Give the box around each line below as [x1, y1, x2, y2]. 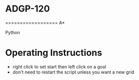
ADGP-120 [5, 3, 50, 15]
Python [5, 29, 20, 35]
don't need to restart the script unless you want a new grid [12, 69, 134, 75]
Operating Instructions [5, 47, 102, 58]
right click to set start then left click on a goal [12, 63, 107, 69]
